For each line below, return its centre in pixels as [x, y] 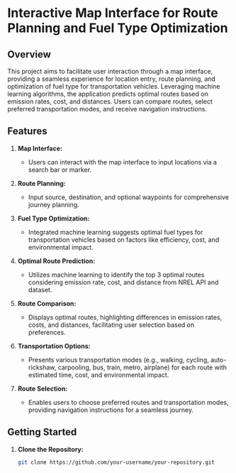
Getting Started [42, 432]
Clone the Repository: [50, 449]
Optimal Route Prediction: [56, 261]
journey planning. [54, 204]
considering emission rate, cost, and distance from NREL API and [123, 282]
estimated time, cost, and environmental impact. [99, 374]
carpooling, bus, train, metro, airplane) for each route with [142, 367]
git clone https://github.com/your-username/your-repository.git [116, 462]
